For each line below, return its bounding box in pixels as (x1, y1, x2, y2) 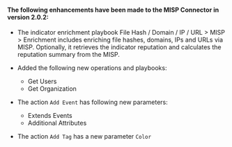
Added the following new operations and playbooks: (17, 64, 167, 72)
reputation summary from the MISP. (17, 51, 120, 59)
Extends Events (27, 112, 72, 120)
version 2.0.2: (7, 12, 49, 21)
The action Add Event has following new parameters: (17, 98, 169, 107)
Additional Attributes (27, 119, 87, 128)
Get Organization (27, 85, 77, 93)
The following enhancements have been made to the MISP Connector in (7, 6, 219, 14)
